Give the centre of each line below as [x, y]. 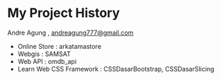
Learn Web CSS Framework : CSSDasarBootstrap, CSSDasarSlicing [116, 69]
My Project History [64, 13]
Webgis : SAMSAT [44, 54]
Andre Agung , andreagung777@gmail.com [70, 33]
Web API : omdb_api [47, 61]
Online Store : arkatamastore [59, 46]
